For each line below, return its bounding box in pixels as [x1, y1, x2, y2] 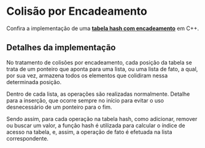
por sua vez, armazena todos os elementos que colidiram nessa [6, 72, 168, 79]
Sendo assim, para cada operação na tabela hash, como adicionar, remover [6, 115, 198, 122]
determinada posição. [6, 78, 62, 85]
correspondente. [6, 134, 49, 142]
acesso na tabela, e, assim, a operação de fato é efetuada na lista [6, 128, 172, 136]
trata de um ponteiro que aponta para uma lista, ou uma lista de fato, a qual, [6, 65, 198, 72]
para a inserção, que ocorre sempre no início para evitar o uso [6, 96, 164, 104]
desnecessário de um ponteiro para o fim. [6, 103, 112, 111]
